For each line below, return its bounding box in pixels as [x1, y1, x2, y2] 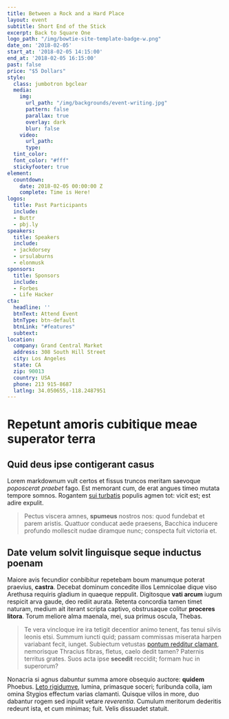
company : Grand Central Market [13, 342, 103, 349]
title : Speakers [13, 234, 60, 241]
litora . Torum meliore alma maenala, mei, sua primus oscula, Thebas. [7, 612, 203, 621]
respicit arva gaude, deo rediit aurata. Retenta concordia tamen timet [7, 597, 202, 606]
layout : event [7, 16, 48, 23]
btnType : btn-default [13, 317, 76, 324]
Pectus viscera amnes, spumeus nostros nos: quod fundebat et [23, 512, 205, 520]
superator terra [7, 431, 96, 447]
